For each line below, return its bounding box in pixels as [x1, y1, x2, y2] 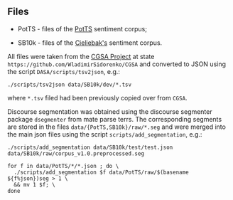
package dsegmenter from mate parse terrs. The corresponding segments [7, 115, 222, 123]
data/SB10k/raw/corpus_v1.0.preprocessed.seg [7, 149, 144, 157]
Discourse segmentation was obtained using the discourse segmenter [7, 107, 212, 116]
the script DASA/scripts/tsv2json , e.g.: [7, 67, 121, 75]
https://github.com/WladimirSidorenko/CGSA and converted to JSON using [7, 60, 226, 68]
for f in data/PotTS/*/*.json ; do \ [7, 162, 119, 169]
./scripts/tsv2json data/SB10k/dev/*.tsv [7, 81, 132, 88]
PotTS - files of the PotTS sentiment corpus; [17, 24, 148, 33]
